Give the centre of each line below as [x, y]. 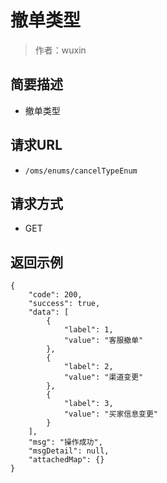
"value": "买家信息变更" [110, 414]
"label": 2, [88, 367]
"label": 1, [88, 330]
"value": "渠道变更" [103, 377]
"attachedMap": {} [66, 460]
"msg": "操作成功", [65, 442]
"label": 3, [88, 404]
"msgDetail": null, [69, 451]
